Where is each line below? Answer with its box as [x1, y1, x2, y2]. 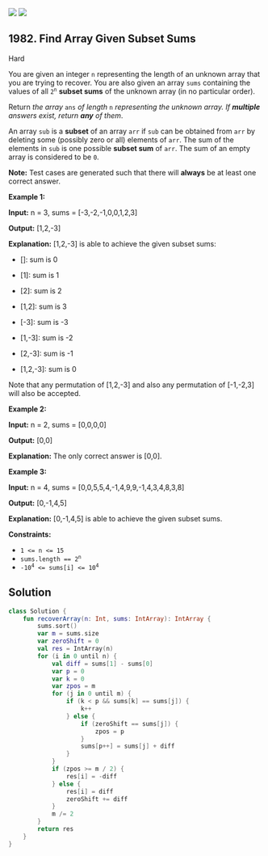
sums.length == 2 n [19, 554, 82, 563]
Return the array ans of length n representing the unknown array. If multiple [8, 102, 261, 112]
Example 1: [8, 192, 46, 201]
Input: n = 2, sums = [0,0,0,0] [8, 420, 107, 429]
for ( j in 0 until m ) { [51, 689, 132, 698]
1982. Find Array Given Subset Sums [8, 32, 196, 46]
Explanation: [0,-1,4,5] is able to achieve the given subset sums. [8, 513, 223, 523]
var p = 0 [51, 667, 85, 675]
